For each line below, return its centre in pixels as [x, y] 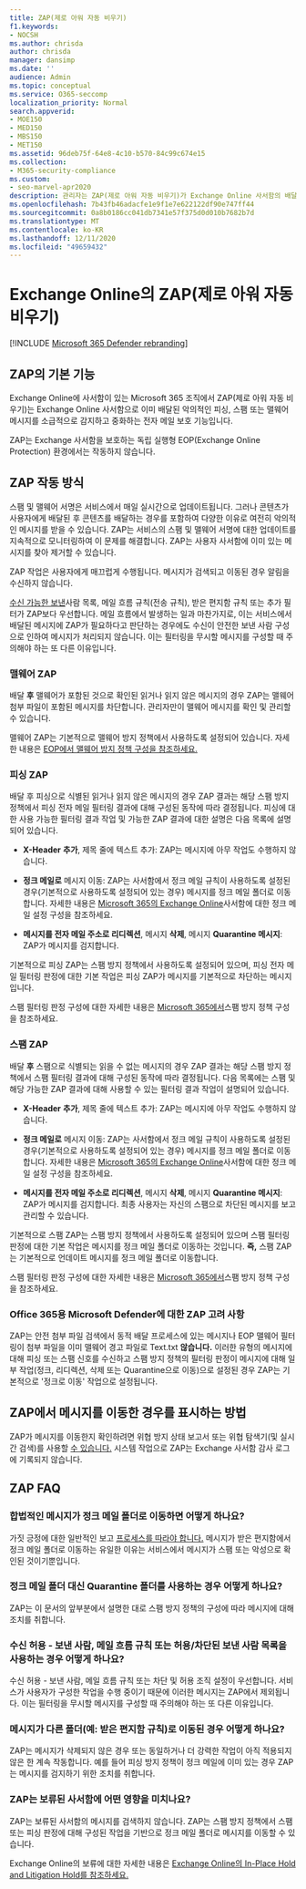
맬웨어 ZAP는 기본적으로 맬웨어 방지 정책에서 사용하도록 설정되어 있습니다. [141, 738]
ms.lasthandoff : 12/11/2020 [63, 238]
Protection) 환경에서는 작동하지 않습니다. [83, 451]
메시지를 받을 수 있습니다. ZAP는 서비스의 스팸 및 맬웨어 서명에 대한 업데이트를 [158, 529]
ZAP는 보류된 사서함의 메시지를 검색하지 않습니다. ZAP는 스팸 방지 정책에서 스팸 [151, 1821]
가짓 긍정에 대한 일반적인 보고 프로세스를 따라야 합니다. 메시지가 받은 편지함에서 [150, 1538]
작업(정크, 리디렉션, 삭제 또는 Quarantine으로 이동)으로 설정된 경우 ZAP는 [149, 1370]
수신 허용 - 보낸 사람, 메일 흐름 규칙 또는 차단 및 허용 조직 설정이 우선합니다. [143, 1681]
